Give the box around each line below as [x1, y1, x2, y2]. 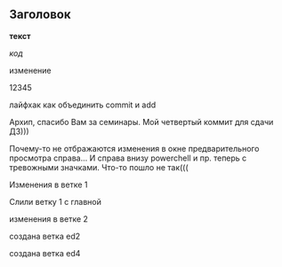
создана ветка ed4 [9, 247, 81, 258]
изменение [9, 65, 52, 75]
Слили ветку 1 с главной [9, 196, 102, 207]
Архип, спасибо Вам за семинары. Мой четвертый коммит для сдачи [9, 116, 274, 127]
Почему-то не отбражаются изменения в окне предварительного [9, 143, 260, 153]
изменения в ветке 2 [9, 213, 89, 224]
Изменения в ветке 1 [9, 179, 88, 190]
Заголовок [9, 7, 71, 22]
